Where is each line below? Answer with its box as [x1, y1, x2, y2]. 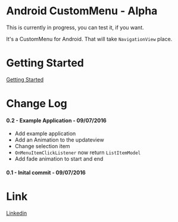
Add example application [14, 130, 76, 137]
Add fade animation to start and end [14, 155, 104, 162]
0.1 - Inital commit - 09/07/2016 [6, 168, 86, 176]
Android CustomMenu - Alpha [6, 4, 158, 18]
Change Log [6, 97, 67, 111]
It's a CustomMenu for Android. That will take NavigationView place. [6, 35, 173, 42]
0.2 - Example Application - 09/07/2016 [6, 117, 107, 124]
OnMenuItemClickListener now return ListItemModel [14, 149, 141, 156]
